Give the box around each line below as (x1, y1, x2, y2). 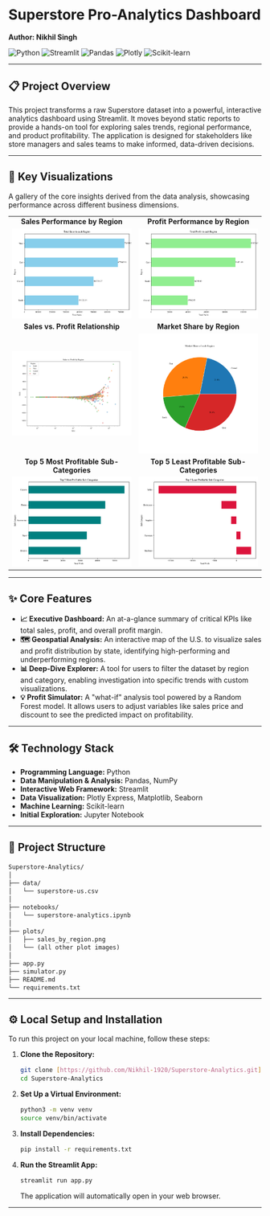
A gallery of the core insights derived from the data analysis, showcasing (8, 191, 250, 201)
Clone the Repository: (19, 1050, 95, 1059)
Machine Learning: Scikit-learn (19, 801, 125, 811)
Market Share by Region (157, 321, 239, 331)
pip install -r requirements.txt (19, 1145, 133, 1153)
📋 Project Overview (8, 80, 111, 93)
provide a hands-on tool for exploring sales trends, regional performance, (8, 122, 252, 132)
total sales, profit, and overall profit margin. (19, 625, 163, 635)
